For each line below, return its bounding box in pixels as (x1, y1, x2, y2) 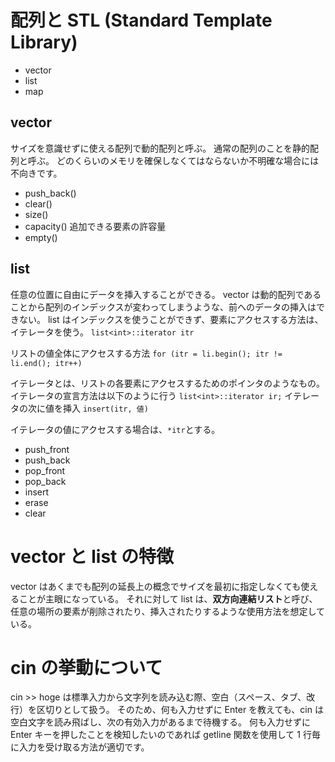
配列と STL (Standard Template (10, 9, 273, 32)
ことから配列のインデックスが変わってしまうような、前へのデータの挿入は (10, 301, 317, 313)
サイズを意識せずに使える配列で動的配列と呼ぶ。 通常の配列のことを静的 (10, 142, 311, 154)
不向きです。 (10, 167, 63, 179)
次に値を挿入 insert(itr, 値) (27, 402, 149, 414)
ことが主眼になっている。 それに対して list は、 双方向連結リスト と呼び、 (18, 592, 318, 605)
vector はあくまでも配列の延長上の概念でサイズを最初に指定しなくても (10, 580, 302, 592)
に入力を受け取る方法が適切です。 (10, 741, 150, 753)
